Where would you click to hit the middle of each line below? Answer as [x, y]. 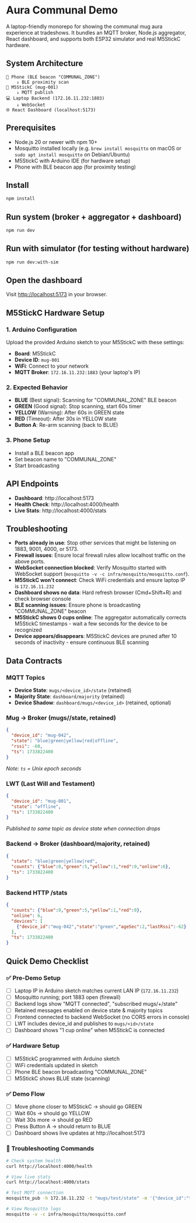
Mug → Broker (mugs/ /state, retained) [61, 718]
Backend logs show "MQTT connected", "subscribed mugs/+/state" [96, 1004]
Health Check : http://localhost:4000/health [67, 504]
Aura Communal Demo [62, 10]
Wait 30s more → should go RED [54, 1120]
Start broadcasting [37, 465]
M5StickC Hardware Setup [55, 313]
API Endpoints [32, 484]
